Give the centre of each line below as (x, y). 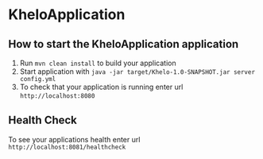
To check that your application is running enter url (101, 87)
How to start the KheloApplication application (124, 44)
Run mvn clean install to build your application (98, 63)
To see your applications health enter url (74, 139)
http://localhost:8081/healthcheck (67, 147)
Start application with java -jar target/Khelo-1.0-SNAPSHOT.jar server (137, 72)
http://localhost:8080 (57, 96)
